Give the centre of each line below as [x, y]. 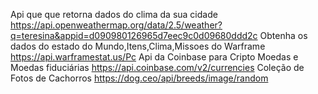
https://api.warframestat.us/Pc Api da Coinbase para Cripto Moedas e [154, 57]
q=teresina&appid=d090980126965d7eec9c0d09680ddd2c [134, 35]
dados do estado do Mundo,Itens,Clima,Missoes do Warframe [138, 46]
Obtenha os [283, 35]
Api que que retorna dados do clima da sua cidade [114, 14]
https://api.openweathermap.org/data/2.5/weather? [116, 25]
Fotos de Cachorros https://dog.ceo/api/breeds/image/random [139, 78]
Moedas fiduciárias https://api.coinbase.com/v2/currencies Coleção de [157, 67]
